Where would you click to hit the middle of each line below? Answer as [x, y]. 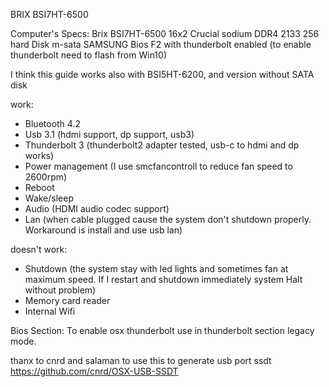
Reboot [39, 187]
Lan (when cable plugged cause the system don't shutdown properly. [168, 219]
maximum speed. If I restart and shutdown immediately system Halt [163, 279]
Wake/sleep [49, 198]
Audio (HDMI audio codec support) [97, 208]
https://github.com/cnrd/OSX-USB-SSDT [94, 371]
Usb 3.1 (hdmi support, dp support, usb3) [109, 134]
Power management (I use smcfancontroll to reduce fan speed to [158, 166]
